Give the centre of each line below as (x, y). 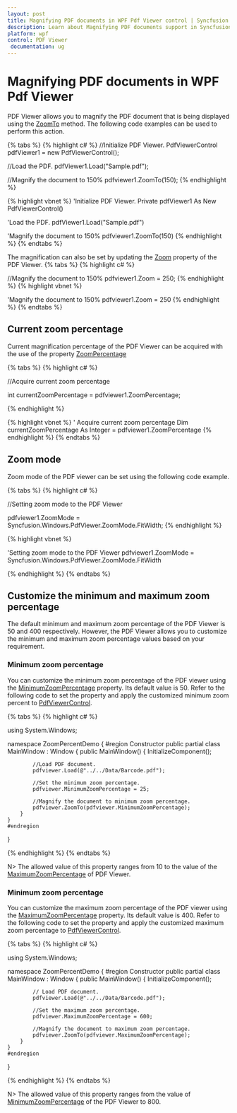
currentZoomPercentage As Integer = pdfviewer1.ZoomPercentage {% (110, 430)
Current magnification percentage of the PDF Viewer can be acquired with (115, 346)
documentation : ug (37, 47)
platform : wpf (28, 34)
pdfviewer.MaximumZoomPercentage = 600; (93, 1016)
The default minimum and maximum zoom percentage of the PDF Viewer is (116, 624)
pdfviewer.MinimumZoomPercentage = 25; (91, 789)
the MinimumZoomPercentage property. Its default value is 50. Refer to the (116, 688)
